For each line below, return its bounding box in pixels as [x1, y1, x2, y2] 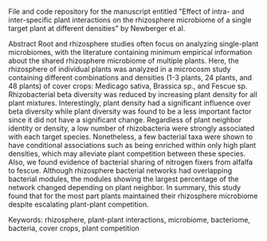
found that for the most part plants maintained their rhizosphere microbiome [8, 191, 258, 200]
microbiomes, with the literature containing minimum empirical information [8, 48, 253, 56]
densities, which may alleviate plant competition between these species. [8, 149, 245, 158]
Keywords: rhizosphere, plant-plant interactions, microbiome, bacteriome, [8, 215, 251, 224]
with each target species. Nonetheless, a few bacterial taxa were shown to [8, 132, 253, 142]
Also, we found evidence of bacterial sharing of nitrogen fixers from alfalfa [8, 157, 253, 166]
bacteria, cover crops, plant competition [8, 224, 139, 233]
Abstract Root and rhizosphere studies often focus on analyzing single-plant [8, 39, 259, 49]
